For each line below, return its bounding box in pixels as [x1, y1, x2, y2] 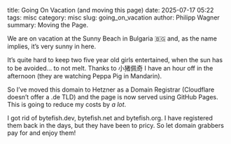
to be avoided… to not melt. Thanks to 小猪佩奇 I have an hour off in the [7, 64, 213, 72]
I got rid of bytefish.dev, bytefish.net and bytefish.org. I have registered [7, 114, 213, 122]
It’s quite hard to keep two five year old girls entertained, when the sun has [7, 56, 223, 64]
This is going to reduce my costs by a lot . [7, 101, 127, 108]
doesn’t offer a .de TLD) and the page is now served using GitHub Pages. [7, 93, 218, 101]
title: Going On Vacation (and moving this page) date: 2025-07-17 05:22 [7, 6, 214, 14]
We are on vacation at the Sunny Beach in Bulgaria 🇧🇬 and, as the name [7, 34, 217, 43]
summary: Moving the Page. [7, 21, 89, 29]
